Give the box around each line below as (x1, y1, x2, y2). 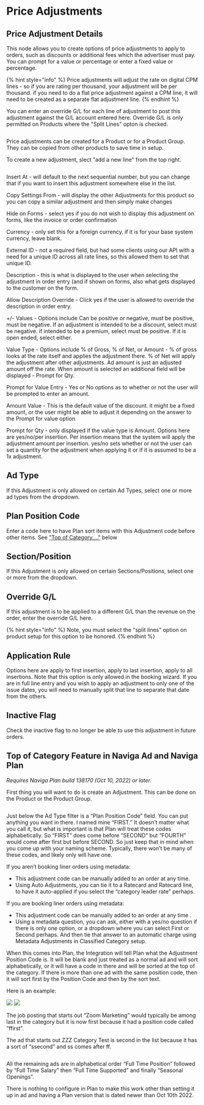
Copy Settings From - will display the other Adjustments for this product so (6, 191, 194, 199)
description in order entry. (6, 303, 72, 310)
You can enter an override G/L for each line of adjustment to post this (6, 108, 181, 114)
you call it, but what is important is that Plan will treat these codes (6, 825, 172, 832)
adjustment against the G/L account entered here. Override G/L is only (6, 114, 183, 121)
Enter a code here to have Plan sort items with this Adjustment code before (6, 527, 195, 534)
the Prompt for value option (6, 415, 76, 422)
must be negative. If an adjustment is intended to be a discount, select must (6, 321, 197, 328)
